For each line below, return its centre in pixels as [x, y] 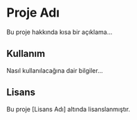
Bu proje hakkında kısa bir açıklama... [60, 32]
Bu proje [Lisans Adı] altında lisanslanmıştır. [68, 109]
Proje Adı [33, 13]
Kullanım [26, 54]
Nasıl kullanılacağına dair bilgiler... [55, 70]
